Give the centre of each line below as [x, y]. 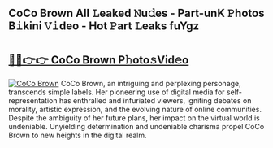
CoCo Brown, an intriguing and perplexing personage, [151, 83]
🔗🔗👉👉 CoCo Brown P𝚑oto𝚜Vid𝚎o [99, 60]
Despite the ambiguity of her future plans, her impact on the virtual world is [134, 118]
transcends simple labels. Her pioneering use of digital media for [117, 92]
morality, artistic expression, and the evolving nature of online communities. [135, 109]
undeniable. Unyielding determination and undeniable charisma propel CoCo [136, 126]
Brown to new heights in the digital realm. [78, 135]
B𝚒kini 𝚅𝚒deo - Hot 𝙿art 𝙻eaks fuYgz [104, 26]
